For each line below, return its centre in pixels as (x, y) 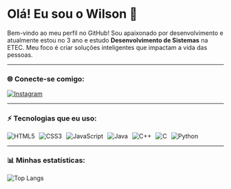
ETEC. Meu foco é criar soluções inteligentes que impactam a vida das (107, 47)
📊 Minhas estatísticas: (46, 160)
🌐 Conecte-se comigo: (46, 79)
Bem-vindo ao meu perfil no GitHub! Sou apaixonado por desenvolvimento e (115, 33)
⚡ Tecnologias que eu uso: (52, 118)
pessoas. (20, 55)
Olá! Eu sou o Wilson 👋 (72, 14)
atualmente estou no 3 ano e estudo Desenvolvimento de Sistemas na (108, 40)
